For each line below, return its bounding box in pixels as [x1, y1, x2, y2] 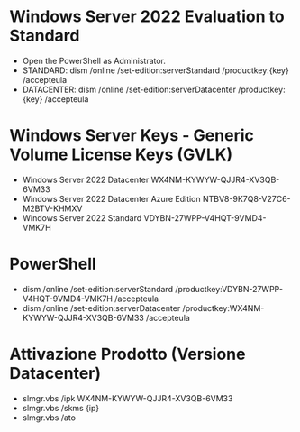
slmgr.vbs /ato [22, 412, 77, 423]
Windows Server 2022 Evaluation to [9, 6, 286, 27]
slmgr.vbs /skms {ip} [22, 402, 100, 413]
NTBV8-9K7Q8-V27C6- [202, 193, 291, 204]
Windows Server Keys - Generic [9, 125, 254, 146]
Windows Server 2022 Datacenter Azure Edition [22, 193, 201, 204]
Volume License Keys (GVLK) [9, 144, 232, 165]
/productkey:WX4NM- [182, 302, 265, 313]
